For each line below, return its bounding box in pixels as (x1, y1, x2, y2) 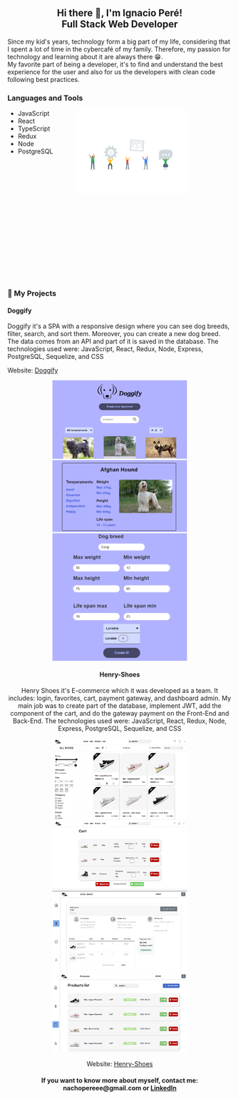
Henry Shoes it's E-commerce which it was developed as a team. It (21, 687, 219, 695)
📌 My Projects (7, 288, 57, 298)
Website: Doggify (7, 366, 58, 375)
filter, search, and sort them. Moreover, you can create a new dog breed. (7, 330, 221, 338)
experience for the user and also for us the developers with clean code (7, 67, 216, 76)
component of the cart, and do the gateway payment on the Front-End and (10, 709, 229, 718)
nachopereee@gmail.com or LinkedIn (63, 1083, 177, 1092)
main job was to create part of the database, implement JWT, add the (17, 702, 222, 710)
